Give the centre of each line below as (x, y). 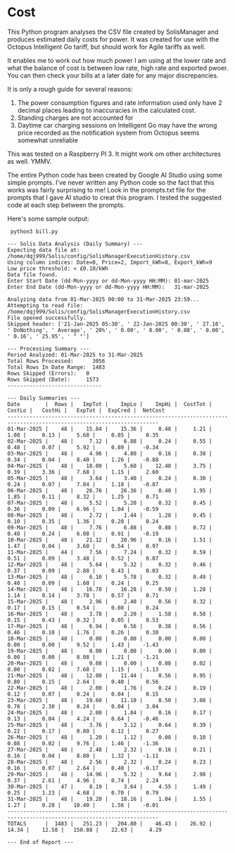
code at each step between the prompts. (66, 204)
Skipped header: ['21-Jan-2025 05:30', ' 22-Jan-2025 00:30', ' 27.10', (116, 324)
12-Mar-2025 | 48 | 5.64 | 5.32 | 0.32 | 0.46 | (110, 565)
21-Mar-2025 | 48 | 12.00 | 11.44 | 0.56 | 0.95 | (110, 675)
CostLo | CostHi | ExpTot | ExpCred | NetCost (86, 410)
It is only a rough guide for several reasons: (70, 89)
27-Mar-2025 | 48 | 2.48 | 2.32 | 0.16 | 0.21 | (110, 749)
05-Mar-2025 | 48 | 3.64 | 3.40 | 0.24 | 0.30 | (110, 478)
